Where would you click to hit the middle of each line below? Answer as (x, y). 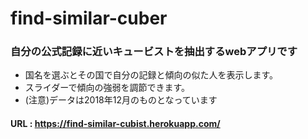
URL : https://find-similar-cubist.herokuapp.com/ (115, 124)
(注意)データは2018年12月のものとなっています (121, 100)
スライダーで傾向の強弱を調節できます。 (107, 88)
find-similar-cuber (89, 18)
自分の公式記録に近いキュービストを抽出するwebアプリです (154, 52)
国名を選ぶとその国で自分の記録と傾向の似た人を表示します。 (151, 75)
